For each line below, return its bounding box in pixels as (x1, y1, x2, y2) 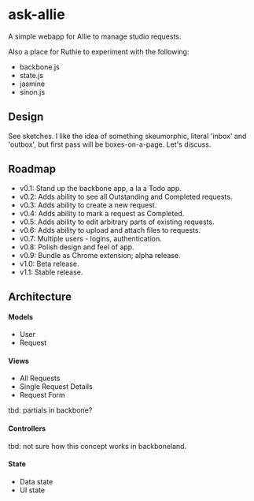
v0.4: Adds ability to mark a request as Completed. (19, 208, 185, 218)
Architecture (8, 290, 72, 303)
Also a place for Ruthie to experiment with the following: (8, 47, 190, 56)
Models (8, 312, 34, 321)
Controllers (8, 424, 46, 433)
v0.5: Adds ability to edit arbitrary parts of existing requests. (19, 217, 215, 226)
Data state (19, 477, 53, 486)
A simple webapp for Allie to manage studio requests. (8, 32, 182, 41)
